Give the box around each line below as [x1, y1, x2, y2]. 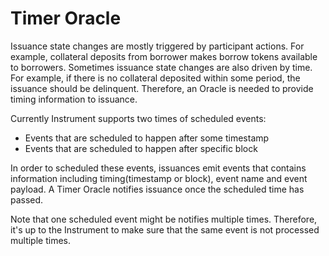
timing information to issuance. [10, 93, 138, 105]
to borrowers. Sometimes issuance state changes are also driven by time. [10, 61, 313, 73]
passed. [10, 193, 44, 206]
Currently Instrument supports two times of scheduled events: [10, 112, 267, 124]
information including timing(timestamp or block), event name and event [10, 172, 308, 184]
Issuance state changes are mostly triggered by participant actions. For [10, 40, 305, 52]
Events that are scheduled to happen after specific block [24, 142, 258, 154]
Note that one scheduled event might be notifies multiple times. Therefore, [10, 213, 318, 225]
